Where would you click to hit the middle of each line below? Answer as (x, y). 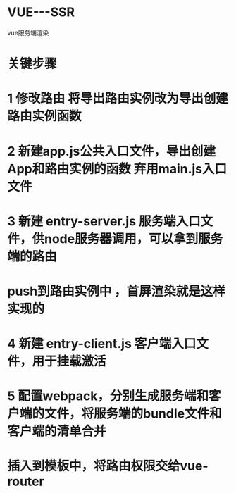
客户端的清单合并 (57, 431)
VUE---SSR (41, 12)
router (26, 481)
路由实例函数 (45, 116)
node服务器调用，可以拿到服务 (134, 238)
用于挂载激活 (69, 362)
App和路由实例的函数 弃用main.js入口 (117, 169)
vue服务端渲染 (28, 32)
